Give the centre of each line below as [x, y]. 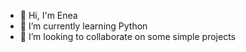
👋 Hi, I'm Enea [48, 15]
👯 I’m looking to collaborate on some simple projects [127, 36]
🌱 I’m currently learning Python [83, 26]
